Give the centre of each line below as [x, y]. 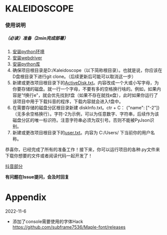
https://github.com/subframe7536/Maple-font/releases [69, 227]
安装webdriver [27, 58]
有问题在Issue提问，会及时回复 [37, 177]
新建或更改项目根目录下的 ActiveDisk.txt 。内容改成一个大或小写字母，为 [85, 83]
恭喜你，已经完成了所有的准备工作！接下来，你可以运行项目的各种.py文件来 [83, 150]
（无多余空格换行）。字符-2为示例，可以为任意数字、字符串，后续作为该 [86, 114]
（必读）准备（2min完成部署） [37, 38]
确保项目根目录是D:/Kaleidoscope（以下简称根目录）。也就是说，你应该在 [87, 70]
